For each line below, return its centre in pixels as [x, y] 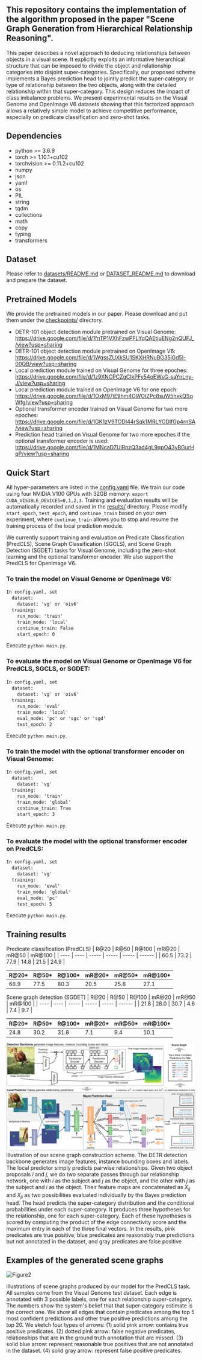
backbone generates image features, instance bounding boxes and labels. [98, 1161]
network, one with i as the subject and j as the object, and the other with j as [101, 1181]
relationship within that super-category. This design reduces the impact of [98, 91]
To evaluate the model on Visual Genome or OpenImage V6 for [99, 661]
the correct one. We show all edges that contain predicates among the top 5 [100, 1312]
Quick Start [28, 473]
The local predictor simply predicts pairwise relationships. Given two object [99, 1168]
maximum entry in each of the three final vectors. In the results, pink [91, 1228]
